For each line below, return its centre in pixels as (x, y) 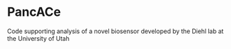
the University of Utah (39, 38)
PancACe (34, 12)
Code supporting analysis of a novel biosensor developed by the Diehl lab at (115, 31)
